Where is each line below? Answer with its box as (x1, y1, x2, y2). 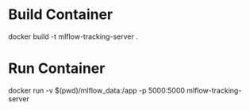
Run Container (8, 59, 106, 78)
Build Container (8, 6, 113, 24)
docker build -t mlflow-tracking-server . (8, 32, 139, 41)
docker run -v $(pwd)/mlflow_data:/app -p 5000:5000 (8, 85, 185, 95)
